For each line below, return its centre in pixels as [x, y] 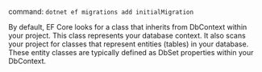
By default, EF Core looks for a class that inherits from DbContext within [128, 27]
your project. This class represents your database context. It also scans [127, 36]
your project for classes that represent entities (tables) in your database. [129, 44]
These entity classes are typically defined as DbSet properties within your [131, 52]
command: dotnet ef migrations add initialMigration [101, 12]
